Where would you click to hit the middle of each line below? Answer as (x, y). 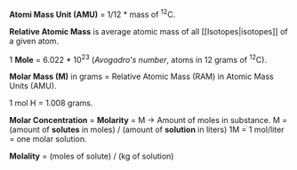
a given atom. (34, 41)
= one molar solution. (48, 139)
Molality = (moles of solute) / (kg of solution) (92, 156)
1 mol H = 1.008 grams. (51, 103)
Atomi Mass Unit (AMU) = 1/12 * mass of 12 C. (92, 14)
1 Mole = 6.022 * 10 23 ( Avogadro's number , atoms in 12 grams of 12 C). (138, 58)
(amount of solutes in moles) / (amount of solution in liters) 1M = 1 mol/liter (147, 130)
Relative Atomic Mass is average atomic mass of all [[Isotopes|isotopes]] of (148, 31)
